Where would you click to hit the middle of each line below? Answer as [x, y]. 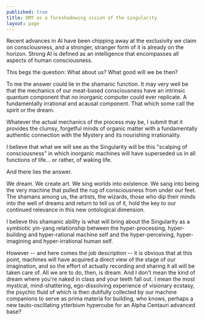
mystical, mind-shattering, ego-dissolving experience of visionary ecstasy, [100, 286]
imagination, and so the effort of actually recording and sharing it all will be [101, 266]
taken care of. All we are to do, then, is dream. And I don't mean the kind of [101, 273]
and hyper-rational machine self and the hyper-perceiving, [102, 235]
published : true [27, 12]
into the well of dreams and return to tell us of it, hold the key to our [91, 204]
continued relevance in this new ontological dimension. [76, 210]
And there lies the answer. [39, 172]
